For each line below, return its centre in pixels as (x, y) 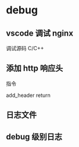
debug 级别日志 (34, 137)
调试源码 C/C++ (25, 48)
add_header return (28, 95)
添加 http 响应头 (35, 69)
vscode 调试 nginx (40, 33)
